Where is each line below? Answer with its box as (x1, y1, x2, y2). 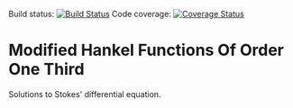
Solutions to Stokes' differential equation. (8, 88, 161, 99)
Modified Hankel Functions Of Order (8, 40, 285, 60)
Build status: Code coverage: (8, 9, 172, 19)
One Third (8, 59, 85, 80)
